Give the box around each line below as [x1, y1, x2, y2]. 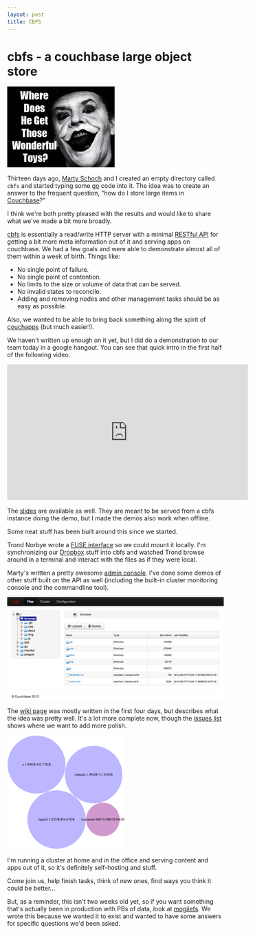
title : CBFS [7, 18, 41, 25]
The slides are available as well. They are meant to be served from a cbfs [7, 507, 214, 516]
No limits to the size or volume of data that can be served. [16, 280, 181, 288]
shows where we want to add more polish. [7, 721, 127, 730]
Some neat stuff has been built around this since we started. [7, 527, 178, 536]
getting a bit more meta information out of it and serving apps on [7, 237, 190, 246]
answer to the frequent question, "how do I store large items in [7, 189, 184, 198]
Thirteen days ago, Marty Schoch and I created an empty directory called [7, 174, 215, 182]
